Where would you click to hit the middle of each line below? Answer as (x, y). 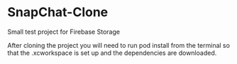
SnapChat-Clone (58, 12)
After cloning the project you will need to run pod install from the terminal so (119, 45)
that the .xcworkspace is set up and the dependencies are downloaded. (112, 53)
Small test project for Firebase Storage (64, 32)
